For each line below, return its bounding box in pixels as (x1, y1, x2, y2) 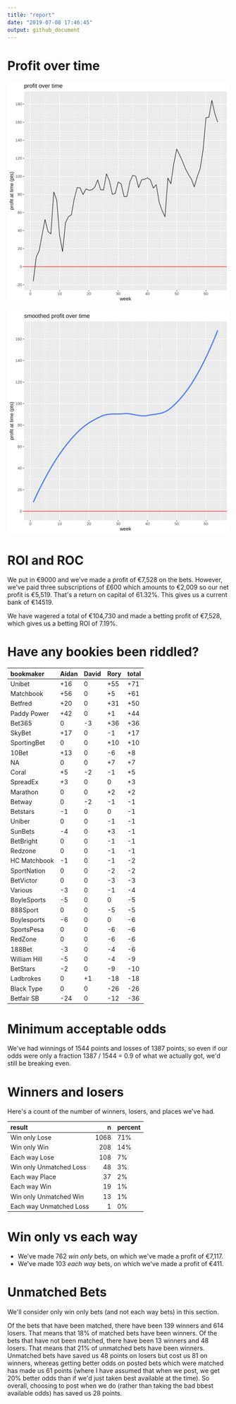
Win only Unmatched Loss (10, 1162, 87, 1171)
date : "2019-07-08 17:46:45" (7, 18, 93, 26)
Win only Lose (10, 1133, 51, 1142)
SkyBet (10, 728, 32, 738)
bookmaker (10, 669, 44, 678)
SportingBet (10, 738, 46, 747)
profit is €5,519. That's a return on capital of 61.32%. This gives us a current (7, 591, 228, 599)
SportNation (10, 866, 46, 875)
